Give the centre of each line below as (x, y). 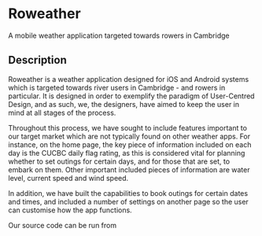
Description (37, 60)
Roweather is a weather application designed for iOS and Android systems (129, 79)
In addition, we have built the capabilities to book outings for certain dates (128, 193)
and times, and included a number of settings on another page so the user (129, 201)
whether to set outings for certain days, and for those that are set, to (119, 161)
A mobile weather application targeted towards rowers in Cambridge (119, 35)
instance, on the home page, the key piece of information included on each (130, 144)
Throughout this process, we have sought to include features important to (128, 127)
